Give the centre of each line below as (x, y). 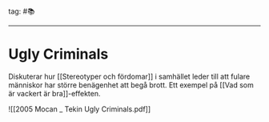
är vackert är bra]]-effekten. (55, 93)
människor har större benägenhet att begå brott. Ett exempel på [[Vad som (131, 85)
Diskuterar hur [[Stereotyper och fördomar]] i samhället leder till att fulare (129, 76)
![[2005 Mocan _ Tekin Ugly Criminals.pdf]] (80, 109)
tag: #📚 (22, 11)
